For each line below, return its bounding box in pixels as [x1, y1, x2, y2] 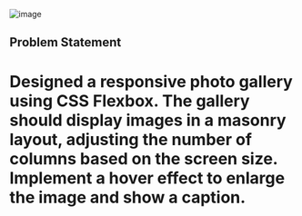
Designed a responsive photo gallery [9, 71, 293, 92]
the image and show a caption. [9, 187, 247, 208]
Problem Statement [9, 34, 122, 50]
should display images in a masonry [9, 110, 287, 131]
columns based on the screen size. [9, 148, 278, 169]
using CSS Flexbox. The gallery [9, 91, 250, 111]
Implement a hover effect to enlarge [9, 168, 285, 188]
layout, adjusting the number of [9, 129, 253, 150]
